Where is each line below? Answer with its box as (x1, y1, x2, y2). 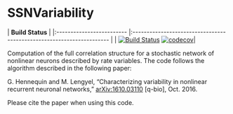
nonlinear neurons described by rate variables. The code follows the (7, 56, 205, 64)
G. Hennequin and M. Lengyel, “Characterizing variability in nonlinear (7, 77, 208, 85)
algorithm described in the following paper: (7, 64, 132, 72)
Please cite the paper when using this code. (7, 98, 135, 106)
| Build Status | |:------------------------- (7, 28, 128, 36)
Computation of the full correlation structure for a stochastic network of (7, 49, 215, 57)
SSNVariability (7, 5, 95, 21)
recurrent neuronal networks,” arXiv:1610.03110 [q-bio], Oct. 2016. (7, 85, 198, 93)
